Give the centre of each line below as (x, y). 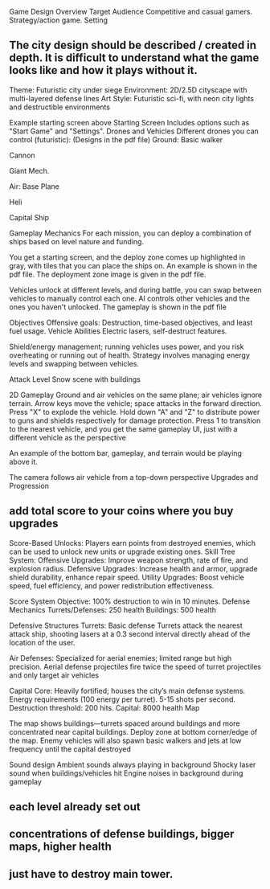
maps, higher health (60, 847)
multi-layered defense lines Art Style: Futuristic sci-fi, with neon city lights (131, 98)
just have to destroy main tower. (91, 874)
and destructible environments (60, 107)
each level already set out (75, 807)
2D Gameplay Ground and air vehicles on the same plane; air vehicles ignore (136, 395)
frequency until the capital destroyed (70, 749)
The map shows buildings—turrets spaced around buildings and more (125, 723)
